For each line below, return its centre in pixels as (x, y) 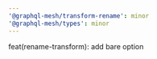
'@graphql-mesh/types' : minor (59, 23)
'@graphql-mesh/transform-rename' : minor (79, 16)
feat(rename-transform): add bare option (76, 46)
